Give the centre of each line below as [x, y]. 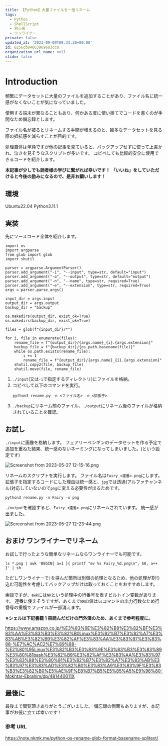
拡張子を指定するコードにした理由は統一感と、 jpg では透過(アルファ [75, 482]
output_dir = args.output [32, 303]
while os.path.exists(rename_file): [52, 351]
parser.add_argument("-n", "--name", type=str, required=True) [72, 281]
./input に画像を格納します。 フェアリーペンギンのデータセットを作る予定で [83, 442]
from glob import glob [29, 254]
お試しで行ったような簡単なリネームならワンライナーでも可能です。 [75, 554]
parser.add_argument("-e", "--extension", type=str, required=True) [78, 285]
